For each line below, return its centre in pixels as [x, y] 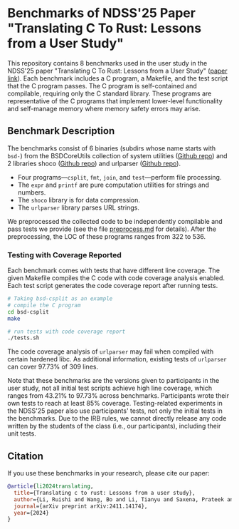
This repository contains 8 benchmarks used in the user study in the [107, 63]
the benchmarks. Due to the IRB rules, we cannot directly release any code [117, 418]
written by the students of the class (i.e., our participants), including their [114, 426]
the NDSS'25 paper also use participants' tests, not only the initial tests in [115, 411]
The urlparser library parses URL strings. [79, 207]
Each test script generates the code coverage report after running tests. [113, 286]
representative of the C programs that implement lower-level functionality [115, 101]
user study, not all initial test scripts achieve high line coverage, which [110, 388]
